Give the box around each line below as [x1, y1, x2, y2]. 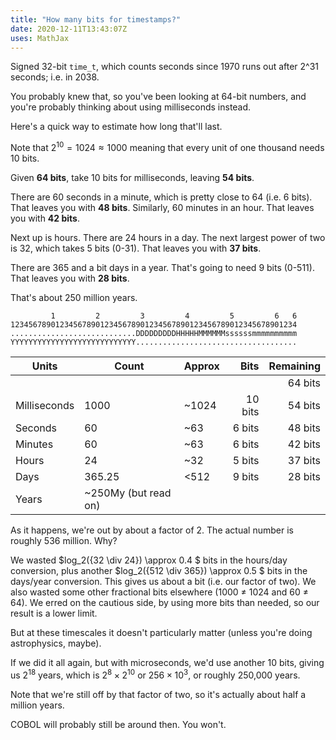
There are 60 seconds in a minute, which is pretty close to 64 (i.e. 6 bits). [10, 191, 313, 203]
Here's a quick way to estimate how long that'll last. [10, 121, 223, 133]
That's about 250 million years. [10, 292, 138, 304]
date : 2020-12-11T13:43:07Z [10, 24, 128, 34]
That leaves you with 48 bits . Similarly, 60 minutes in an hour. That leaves [10, 202, 315, 214]
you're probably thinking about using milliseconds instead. [10, 101, 252, 113]
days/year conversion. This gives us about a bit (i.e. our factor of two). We [10, 576, 317, 588]
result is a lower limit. [10, 607, 98, 620]
